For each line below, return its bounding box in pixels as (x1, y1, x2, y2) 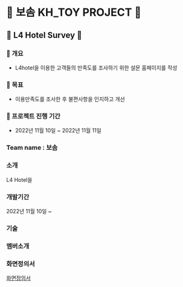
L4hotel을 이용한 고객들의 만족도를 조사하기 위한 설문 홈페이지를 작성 (14, 64, 178, 71)
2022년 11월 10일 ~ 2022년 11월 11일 (14, 127, 101, 134)
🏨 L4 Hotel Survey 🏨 (6, 30, 83, 40)
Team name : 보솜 (6, 143, 58, 152)
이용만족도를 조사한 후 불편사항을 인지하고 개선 (14, 95, 125, 103)
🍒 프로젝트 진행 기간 (6, 112, 60, 121)
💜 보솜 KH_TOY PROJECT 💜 (6, 5, 142, 19)
